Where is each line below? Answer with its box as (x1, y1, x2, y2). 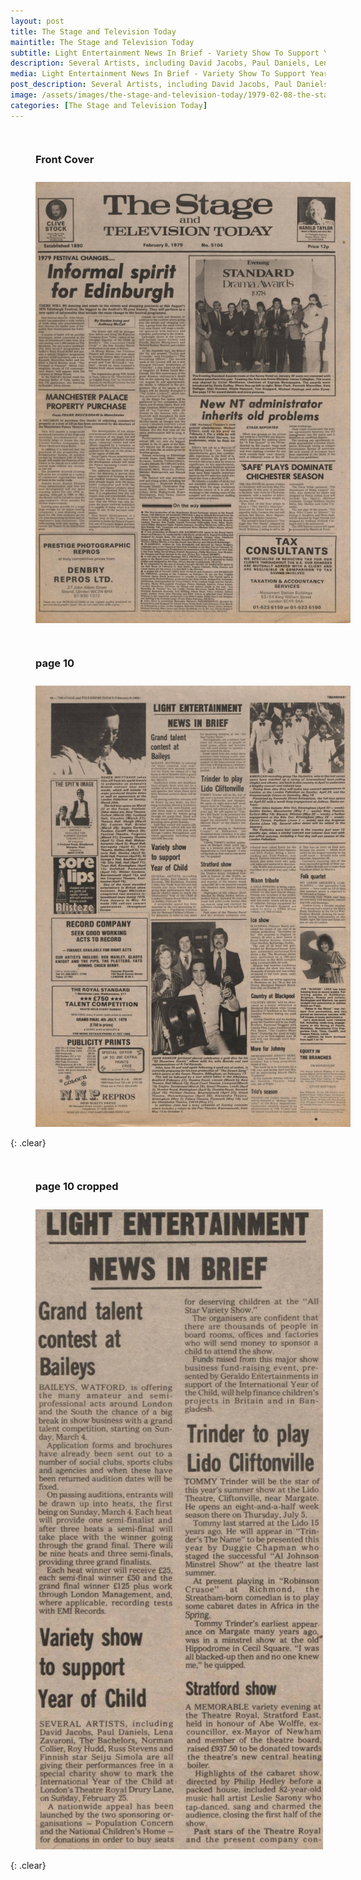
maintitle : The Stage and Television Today (10, 37, 195, 47)
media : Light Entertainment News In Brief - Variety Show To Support (10, 69, 307, 79)
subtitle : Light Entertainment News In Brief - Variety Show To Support (10, 48, 320, 58)
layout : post (10, 16, 65, 26)
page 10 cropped (35, 1180, 119, 1194)
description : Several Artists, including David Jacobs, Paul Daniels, (10, 58, 311, 69)
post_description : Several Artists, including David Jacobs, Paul (10, 80, 293, 90)
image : (10, 90, 38, 100)
